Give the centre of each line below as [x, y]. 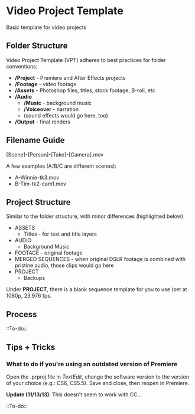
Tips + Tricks [31, 347]
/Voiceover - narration [51, 109]
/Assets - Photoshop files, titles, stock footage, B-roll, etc [85, 90]
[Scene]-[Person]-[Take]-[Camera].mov [55, 154]
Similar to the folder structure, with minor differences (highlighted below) [95, 216]
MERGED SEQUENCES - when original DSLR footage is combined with [100, 259]
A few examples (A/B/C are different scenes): [61, 166]
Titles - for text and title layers [60, 234]
